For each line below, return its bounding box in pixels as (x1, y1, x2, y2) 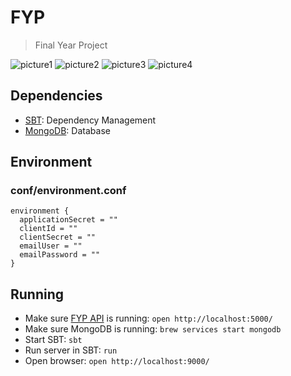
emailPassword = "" (19, 250, 101, 260)
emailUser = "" (19, 241, 83, 251)
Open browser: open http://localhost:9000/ (24, 355, 210, 367)
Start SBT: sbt (24, 334, 83, 346)
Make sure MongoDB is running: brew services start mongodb (24, 323, 282, 335)
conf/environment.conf (10, 184, 127, 198)
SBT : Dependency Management (24, 114, 157, 126)
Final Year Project (34, 39, 108, 51)
